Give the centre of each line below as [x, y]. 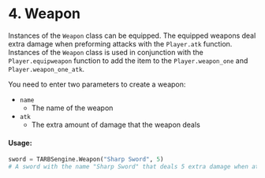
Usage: [21, 143]
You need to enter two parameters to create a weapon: [97, 84]
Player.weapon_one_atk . [47, 69]
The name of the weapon [72, 108]
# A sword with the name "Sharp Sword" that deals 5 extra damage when [128, 167]
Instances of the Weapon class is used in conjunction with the [106, 52]
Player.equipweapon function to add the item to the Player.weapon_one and [128, 61]
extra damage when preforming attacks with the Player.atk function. [120, 43]
